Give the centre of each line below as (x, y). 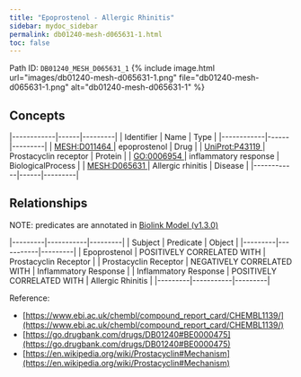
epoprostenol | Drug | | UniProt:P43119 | (192, 147)
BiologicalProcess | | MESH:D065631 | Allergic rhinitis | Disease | (129, 166)
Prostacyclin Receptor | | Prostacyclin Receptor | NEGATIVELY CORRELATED (151, 261)
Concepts (37, 115)
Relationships (49, 203)
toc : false (30, 43)
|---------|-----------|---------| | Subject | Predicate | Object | (124, 242)
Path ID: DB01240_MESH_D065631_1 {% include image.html (112, 68)
